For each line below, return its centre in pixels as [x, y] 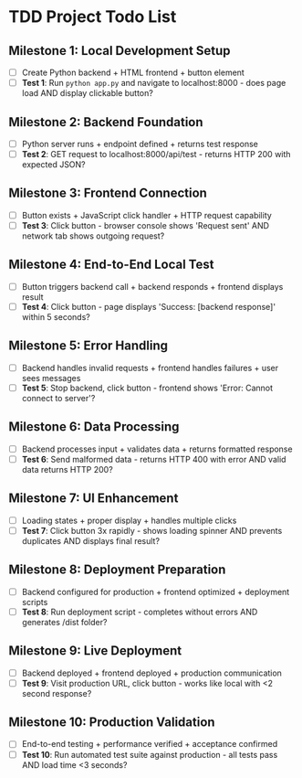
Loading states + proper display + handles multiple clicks [129, 520]
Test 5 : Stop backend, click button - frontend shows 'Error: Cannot [147, 388]
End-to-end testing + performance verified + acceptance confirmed [150, 744]
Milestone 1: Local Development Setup [120, 51]
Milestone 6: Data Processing [94, 427]
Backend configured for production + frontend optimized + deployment [156, 591]
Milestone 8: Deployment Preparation [117, 570]
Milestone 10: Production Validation [112, 723]
